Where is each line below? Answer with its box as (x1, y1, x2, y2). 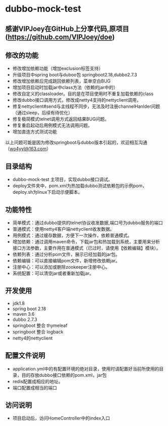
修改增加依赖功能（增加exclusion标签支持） (12, 65, 103, 71)
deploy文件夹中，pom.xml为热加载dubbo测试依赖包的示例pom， (12, 183, 147, 189)
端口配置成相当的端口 (12, 385, 57, 391)
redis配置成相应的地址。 (12, 378, 63, 385)
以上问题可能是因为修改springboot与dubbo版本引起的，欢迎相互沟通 (5, 140, 147, 146)
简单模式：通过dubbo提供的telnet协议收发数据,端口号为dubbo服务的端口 (12, 220, 163, 226)
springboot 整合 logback (12, 328, 64, 334)
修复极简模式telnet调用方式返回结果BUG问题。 (12, 116, 109, 122)
